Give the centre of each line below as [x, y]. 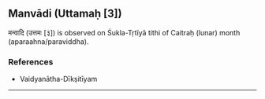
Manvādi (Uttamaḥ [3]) [65, 14]
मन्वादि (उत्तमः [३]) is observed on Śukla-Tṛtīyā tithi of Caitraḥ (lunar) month [124, 32]
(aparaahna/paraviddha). [49, 41]
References [31, 61]
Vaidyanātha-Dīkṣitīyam [58, 79]
